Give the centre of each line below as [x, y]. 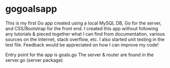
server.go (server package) [34, 60]
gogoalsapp [31, 9]
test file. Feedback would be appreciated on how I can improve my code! [82, 44]
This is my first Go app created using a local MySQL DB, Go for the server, [83, 23]
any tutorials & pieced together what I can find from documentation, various [85, 34]
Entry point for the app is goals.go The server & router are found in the [80, 55]
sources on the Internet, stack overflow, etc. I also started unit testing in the [85, 39]
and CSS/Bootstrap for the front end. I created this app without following [82, 28]
